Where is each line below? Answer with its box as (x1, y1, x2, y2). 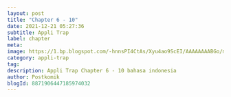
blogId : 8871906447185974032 (7, 80, 91, 87)
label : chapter (7, 36, 51, 42)
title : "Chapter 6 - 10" (7, 16, 78, 23)
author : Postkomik (7, 73, 60, 81)
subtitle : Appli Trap (7, 29, 69, 36)
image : (7, 48, 26, 55)
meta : (7, 42, 23, 48)
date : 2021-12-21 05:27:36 (7, 23, 85, 29)
